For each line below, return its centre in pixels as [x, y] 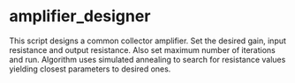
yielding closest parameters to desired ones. [90, 69]
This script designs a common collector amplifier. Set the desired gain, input [148, 41]
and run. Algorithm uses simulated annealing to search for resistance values [147, 59]
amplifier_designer [80, 16]
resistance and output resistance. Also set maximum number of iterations [142, 49]
